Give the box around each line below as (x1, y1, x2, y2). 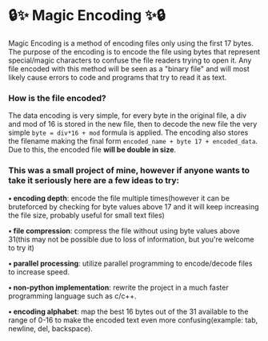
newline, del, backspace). (8, 323, 94, 333)
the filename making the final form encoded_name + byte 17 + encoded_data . (8, 136, 258, 146)
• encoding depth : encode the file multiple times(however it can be (8, 193, 230, 203)
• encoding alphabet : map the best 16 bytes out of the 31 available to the (8, 306, 249, 316)
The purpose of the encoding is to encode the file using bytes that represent (8, 47, 261, 56)
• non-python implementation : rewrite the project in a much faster (8, 282, 230, 292)
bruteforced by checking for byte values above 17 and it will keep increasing (8, 201, 259, 211)
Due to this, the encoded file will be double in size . (8, 145, 177, 155)
